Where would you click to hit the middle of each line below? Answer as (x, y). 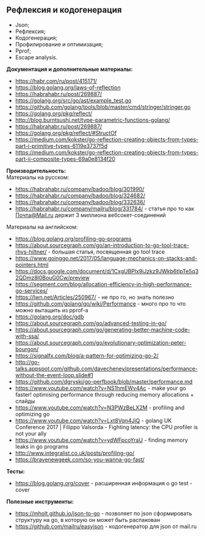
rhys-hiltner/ (31, 251)
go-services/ (31, 290)
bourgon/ (27, 349)
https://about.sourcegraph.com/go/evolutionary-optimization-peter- (101, 342)
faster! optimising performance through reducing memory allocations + (104, 394)
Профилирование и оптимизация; (59, 44)
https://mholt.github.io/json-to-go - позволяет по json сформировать (103, 513)
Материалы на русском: (38, 177)
